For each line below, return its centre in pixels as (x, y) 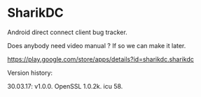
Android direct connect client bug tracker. (67, 32)
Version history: (30, 73)
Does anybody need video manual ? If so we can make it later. (97, 45)
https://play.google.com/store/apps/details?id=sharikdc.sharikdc (100, 59)
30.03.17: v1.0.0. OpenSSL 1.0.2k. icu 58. (65, 86)
